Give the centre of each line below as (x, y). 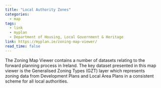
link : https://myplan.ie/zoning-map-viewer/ (51, 42)
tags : (11, 23)
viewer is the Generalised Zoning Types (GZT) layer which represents (75, 71)
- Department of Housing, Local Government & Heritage (67, 37)
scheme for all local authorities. (37, 81)
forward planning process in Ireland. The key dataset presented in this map (81, 65)
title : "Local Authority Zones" (38, 10)
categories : (17, 14)
